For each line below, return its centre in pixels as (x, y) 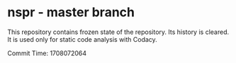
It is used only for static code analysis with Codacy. (82, 39)
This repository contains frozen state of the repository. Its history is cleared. (118, 32)
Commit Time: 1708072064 (47, 53)
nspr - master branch (71, 12)
